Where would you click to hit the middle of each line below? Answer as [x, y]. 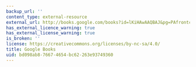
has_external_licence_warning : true [50, 28]
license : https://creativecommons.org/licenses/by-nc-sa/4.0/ [83, 44]
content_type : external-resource [47, 17]
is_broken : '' [23, 38]
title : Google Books [31, 50]
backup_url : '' [24, 11]
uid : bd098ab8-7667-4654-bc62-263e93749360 [60, 55]
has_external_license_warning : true [50, 33]
